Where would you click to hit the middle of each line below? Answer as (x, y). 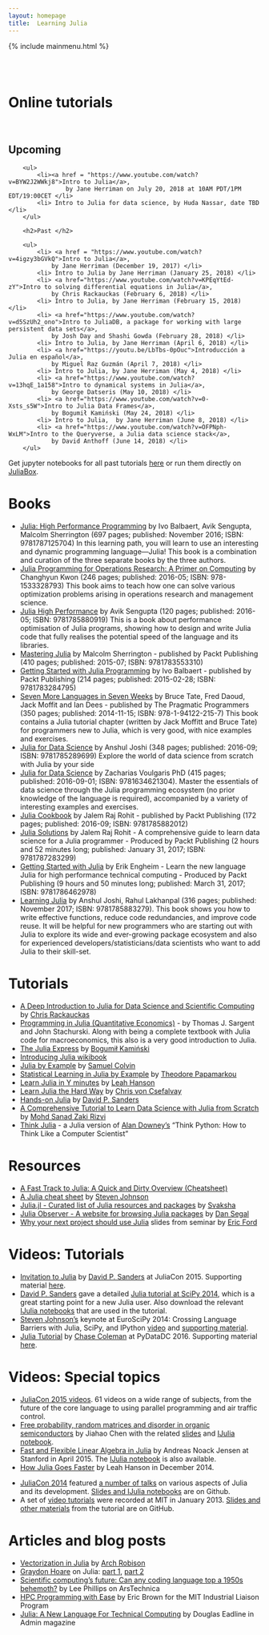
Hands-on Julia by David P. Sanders (79, 1100)
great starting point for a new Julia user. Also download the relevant (132, 1302)
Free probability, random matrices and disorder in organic (115, 1424)
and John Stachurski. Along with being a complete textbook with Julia (135, 1032)
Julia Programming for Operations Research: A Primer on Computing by (138, 568)
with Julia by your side (57, 765)
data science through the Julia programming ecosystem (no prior (127, 790)
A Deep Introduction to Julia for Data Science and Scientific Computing (137, 1006)
